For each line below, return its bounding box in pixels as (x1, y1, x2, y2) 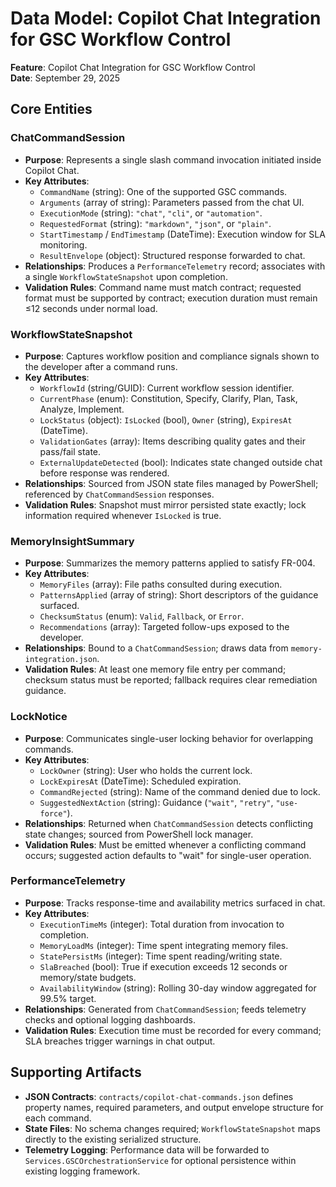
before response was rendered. (39, 467, 170, 479)
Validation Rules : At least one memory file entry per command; (24, 663, 287, 676)
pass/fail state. (39, 445, 102, 457)
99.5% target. (39, 992, 97, 1004)
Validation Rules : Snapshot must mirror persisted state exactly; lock (24, 498, 307, 511)
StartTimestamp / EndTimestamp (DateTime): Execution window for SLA (39, 228, 326, 240)
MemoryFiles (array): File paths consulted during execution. (39, 578, 283, 591)
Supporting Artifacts (10, 1064, 142, 1081)
